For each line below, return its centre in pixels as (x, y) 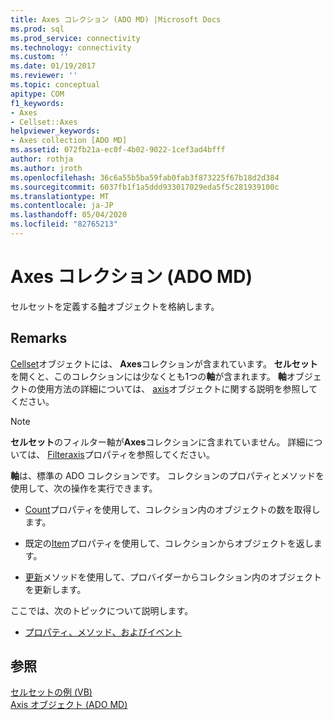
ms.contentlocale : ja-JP (62, 206)
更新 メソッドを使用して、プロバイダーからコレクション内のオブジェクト (173, 577)
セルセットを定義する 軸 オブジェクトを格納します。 (115, 306)
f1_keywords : (37, 103)
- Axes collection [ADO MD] (69, 141)
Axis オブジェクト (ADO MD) (69, 705)
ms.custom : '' (40, 57)
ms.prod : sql (37, 29)
